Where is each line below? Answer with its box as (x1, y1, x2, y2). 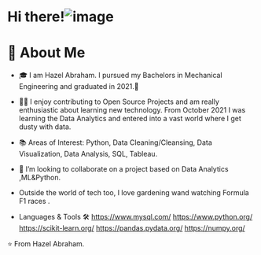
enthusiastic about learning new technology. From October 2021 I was (18, 105, 246, 115)
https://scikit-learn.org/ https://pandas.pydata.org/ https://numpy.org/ (18, 224, 245, 233)
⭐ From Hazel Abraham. (7, 239, 85, 249)
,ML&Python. (18, 173, 61, 183)
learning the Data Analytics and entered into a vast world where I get (18, 114, 241, 124)
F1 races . (18, 197, 50, 206)
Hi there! (7, 8, 65, 26)
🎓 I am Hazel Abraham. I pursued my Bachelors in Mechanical (18, 71, 222, 80)
